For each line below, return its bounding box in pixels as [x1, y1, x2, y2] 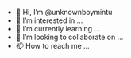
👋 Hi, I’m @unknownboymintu [15, 8, 113, 16]
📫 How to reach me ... [15, 42, 90, 50]
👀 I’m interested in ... [15, 16, 83, 25]
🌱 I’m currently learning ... [15, 24, 101, 33]
